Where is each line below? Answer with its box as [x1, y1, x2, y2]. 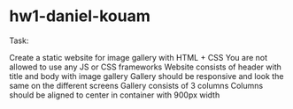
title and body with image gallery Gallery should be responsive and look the [9, 70, 284, 81]
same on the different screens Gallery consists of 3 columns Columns [9, 80, 264, 91]
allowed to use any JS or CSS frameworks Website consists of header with [9, 62, 281, 72]
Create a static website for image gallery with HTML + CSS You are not [9, 52, 268, 62]
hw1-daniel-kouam [9, 6, 150, 26]
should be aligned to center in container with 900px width [9, 90, 220, 100]
